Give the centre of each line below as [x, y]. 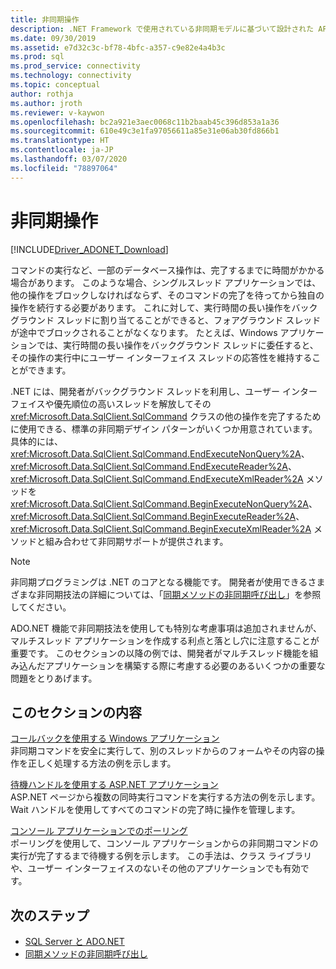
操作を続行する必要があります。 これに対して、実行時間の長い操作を [151, 307]
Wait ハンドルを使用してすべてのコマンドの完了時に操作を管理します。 [155, 810]
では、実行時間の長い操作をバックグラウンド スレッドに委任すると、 [177, 345]
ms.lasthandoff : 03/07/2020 [69, 159]
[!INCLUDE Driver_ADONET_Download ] [89, 249]
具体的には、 [36, 441]
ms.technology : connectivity [71, 76]
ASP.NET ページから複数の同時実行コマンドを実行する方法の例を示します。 [165, 797]
